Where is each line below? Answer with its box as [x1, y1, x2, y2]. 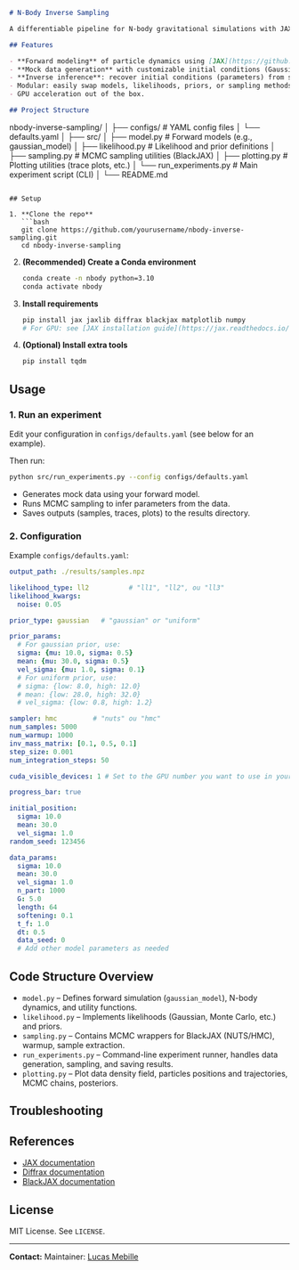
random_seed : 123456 [9, 837, 86, 846]
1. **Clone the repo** [9, 209, 93, 218]
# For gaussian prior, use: [17, 640, 122, 649]
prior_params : [9, 632, 62, 641]
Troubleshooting [9, 1103, 104, 1119]
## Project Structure [9, 106, 90, 115]
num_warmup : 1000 [9, 731, 74, 740]
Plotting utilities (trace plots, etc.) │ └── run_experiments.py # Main [9, 159, 258, 170]
